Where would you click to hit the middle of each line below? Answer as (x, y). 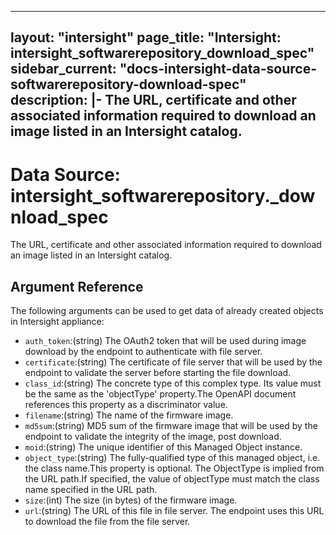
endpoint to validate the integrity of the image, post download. (153, 437)
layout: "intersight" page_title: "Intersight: (146, 37)
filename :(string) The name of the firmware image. (129, 415)
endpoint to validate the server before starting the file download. (158, 373)
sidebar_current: (63, 69)
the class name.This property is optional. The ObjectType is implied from (174, 468)
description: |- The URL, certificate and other (153, 100)
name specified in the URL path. (91, 490)
